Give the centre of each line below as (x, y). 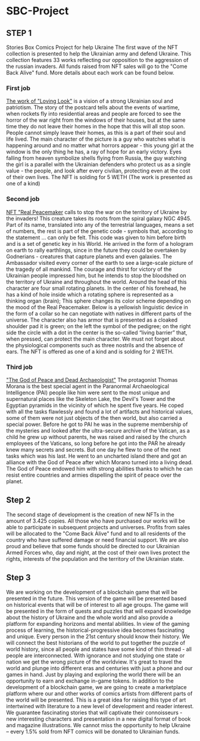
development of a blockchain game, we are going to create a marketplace (96, 687)
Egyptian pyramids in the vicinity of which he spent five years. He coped (95, 405)
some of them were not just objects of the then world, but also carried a (94, 418)
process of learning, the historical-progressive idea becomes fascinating (95, 630)
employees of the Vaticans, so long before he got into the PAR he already (96, 443)
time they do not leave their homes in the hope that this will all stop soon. (96, 126)
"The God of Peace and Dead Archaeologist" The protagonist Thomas (92, 379)
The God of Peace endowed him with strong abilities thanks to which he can (99, 468)
